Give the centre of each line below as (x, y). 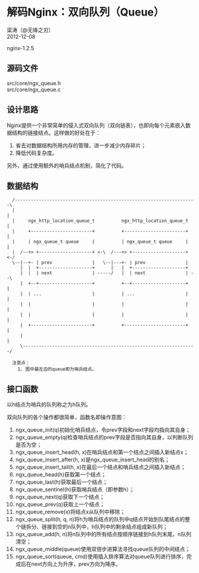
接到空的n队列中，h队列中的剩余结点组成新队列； (108, 527)
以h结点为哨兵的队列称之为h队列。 (49, 405)
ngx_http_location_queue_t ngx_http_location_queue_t (108, 221)
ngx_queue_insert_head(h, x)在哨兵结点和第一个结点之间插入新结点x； (102, 452)
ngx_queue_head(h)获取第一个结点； (61, 475)
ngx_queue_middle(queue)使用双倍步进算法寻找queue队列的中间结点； (103, 549)
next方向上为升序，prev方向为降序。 (76, 564)
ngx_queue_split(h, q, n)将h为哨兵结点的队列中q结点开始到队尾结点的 (100, 519)
